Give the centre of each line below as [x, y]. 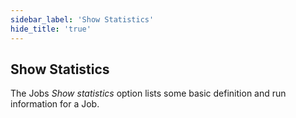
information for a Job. [55, 104]
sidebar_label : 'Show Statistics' [82, 19]
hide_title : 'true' [51, 29]
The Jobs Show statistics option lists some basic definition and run [148, 93]
